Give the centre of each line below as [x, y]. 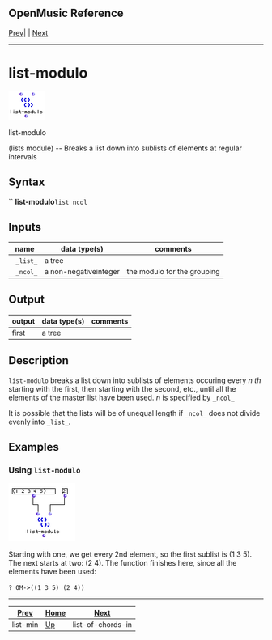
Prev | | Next [28, 32]
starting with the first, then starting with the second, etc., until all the [122, 388]
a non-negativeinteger [82, 272]
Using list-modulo [45, 470]
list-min [25, 625]
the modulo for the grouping [173, 272]
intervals [23, 156]
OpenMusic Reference [66, 13]
